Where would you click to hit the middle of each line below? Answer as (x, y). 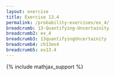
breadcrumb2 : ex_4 (29, 34)
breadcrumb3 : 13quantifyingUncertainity (57, 39)
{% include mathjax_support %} (45, 67)
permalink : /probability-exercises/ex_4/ (58, 22)
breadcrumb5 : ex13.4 (32, 50)
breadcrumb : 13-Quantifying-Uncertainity (58, 28)
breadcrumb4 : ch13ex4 (33, 45)
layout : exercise (27, 11)
